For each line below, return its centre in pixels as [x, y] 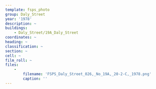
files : [12, 65]
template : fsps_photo [27, 10]
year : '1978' [19, 19]
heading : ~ [16, 42]
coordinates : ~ [21, 38]
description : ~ [21, 23]
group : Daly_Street [25, 14]
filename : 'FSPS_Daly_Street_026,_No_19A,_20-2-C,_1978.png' [87, 74]
